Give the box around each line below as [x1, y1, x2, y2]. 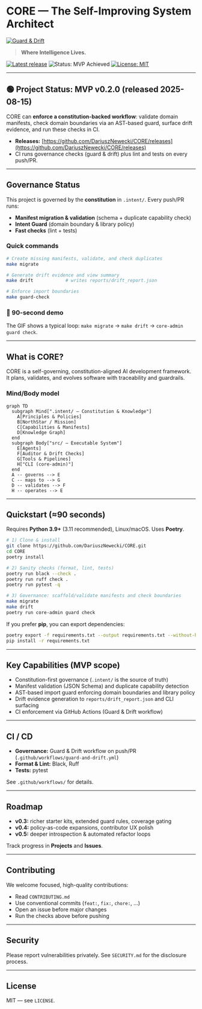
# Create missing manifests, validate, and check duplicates [6, 255, 163, 261]
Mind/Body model [6, 389, 60, 398]
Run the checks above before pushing [14, 912, 109, 919]
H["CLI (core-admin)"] [17, 461, 74, 467]
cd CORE [6, 548, 26, 555]
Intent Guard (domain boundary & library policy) [14, 220, 135, 228]
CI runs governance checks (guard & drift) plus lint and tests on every [14, 150, 188, 158]
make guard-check [6, 294, 50, 300]
